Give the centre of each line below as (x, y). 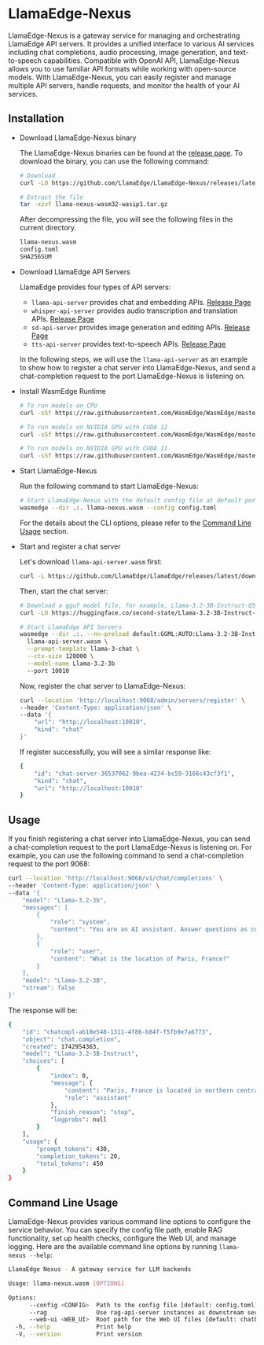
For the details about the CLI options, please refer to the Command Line (136, 523)
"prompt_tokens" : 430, (73, 1148)
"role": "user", (77, 951)
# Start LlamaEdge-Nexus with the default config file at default (130, 501)
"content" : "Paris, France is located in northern (149, 1090)
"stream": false (49, 988)
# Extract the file (51, 197)
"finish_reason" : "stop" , (92, 1112)
